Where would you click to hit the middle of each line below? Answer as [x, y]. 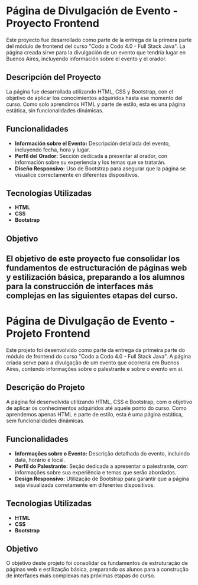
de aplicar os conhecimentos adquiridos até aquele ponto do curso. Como [97, 408]
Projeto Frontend [48, 334]
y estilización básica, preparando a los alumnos [95, 277]
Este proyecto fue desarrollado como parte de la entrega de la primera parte [99, 40]
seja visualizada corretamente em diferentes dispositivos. [85, 485]
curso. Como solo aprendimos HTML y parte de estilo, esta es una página [96, 104]
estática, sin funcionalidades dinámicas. [55, 110]
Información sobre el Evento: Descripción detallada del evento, [92, 143]
